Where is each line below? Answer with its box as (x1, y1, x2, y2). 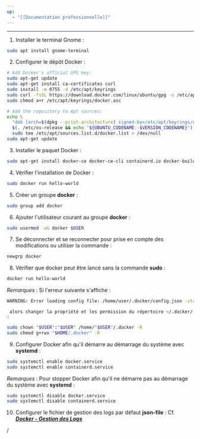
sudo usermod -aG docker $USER (7, 225, 84, 231)
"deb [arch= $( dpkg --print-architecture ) (12, 120, 116, 126)
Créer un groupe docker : (15, 191, 78, 198)
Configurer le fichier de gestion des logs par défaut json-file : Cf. (15, 409, 175, 416)
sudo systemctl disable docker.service (7, 393, 106, 399)
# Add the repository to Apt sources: (7, 108, 103, 114)
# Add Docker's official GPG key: (7, 70, 93, 76)
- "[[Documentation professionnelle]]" (12, 14, 111, 20)
